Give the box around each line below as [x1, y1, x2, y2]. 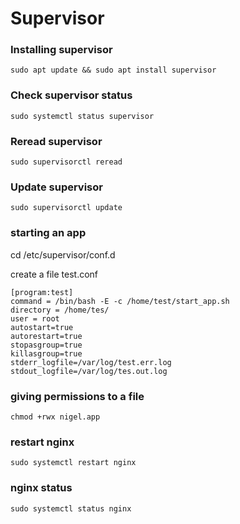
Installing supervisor [10, 43, 113, 57]
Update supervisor [10, 180, 103, 194]
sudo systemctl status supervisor [10, 111, 155, 121]
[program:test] [10, 287, 74, 297]
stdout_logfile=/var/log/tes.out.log [10, 366, 168, 376]
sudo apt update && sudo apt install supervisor [10, 65, 217, 76]
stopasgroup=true [10, 340, 83, 350]
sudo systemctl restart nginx [10, 458, 137, 468]
